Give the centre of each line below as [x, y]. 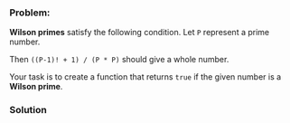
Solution [28, 110]
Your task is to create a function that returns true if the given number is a [145, 77]
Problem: [30, 13]
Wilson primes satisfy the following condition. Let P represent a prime [140, 33]
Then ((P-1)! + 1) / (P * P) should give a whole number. [119, 60]
